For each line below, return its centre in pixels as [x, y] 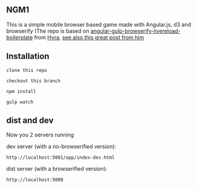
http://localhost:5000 [35, 180]
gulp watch [20, 102]
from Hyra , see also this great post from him [89, 37]
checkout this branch [34, 81]
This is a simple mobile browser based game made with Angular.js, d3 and [99, 24]
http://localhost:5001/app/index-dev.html [60, 158]
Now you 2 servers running [40, 135]
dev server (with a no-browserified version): [61, 147]
